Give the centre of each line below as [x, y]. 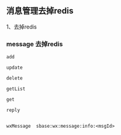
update [15, 68]
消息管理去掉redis [40, 11]
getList [16, 89]
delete [15, 78]
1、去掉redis [22, 27]
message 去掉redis [35, 44]
